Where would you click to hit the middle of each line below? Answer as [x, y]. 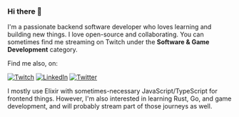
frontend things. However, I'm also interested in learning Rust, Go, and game [119, 98]
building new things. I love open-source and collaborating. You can [106, 34]
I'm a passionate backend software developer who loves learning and [110, 27]
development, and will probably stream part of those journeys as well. [110, 106]
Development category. [43, 50]
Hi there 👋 [25, 11]
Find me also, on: [33, 63]
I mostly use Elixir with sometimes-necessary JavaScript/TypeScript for [112, 91]
